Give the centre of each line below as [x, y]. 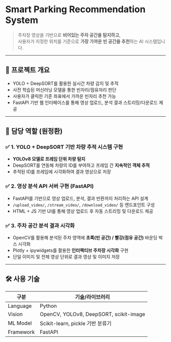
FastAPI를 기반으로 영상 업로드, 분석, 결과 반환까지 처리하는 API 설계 [80, 198]
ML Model [20, 323]
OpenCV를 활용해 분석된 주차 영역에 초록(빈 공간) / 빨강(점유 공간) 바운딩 [85, 238]
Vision [15, 314]
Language [20, 306]
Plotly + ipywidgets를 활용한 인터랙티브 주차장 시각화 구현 [70, 250]
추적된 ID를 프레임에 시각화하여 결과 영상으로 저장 [62, 172]
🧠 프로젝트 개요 [27, 70]
